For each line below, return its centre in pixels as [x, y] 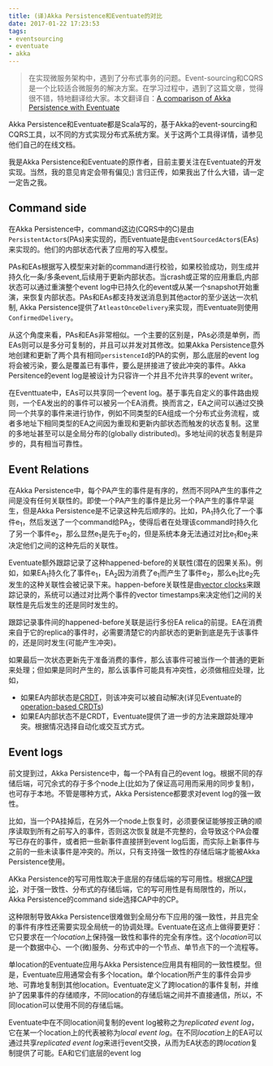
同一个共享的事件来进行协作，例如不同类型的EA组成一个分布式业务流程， [131, 413]
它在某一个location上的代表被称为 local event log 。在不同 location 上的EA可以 [135, 1032]
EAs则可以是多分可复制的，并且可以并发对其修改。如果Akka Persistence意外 [136, 345]
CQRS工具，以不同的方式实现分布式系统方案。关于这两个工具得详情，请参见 [136, 134]
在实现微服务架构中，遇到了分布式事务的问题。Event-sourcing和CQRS [146, 78]
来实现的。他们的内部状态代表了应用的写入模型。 [90, 249]
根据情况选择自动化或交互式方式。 [91, 726]
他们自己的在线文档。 [44, 144]
